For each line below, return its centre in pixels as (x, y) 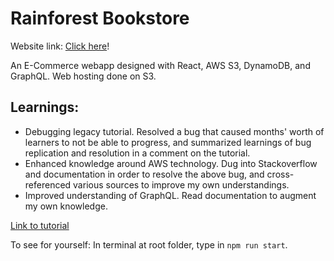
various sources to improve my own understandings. (181, 184)
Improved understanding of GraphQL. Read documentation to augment (170, 195)
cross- (280, 174)
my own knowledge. (66, 206)
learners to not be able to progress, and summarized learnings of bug (168, 142)
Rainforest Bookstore (100, 18)
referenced (48, 184)
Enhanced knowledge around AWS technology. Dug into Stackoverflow (171, 163)
